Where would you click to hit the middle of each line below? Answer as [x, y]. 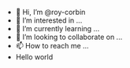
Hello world [34, 57]
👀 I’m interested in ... [49, 20]
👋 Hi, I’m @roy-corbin [50, 12]
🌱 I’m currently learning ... [58, 29]
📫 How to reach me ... [52, 46]
